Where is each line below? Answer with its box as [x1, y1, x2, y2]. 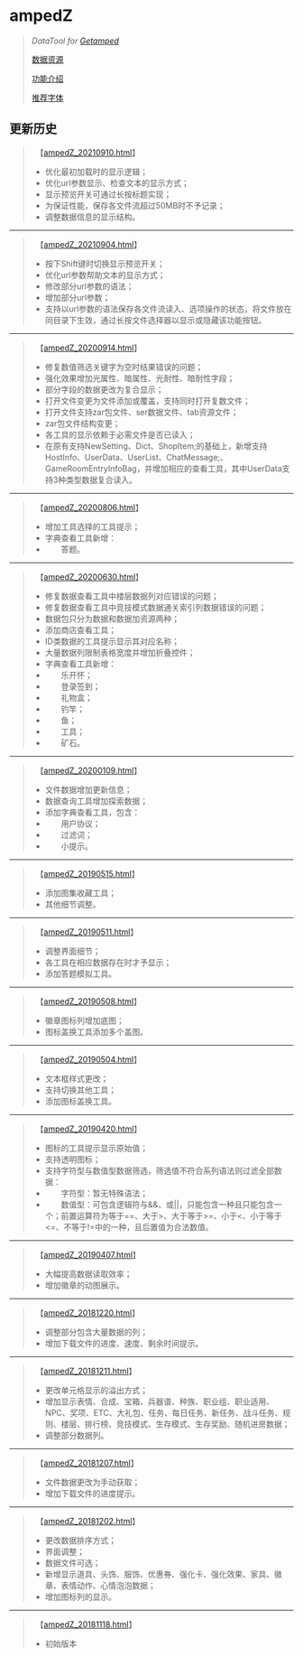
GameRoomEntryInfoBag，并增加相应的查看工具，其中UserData [44, 462, 282, 474]
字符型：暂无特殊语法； [60, 1187, 149, 1198]
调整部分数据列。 [44, 1429, 109, 1440]
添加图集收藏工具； [44, 887, 117, 898]
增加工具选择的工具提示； [44, 521, 141, 532]
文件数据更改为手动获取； [44, 1476, 141, 1487]
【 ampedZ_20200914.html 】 [39, 342, 142, 353]
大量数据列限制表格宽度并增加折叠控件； [44, 647, 196, 657]
